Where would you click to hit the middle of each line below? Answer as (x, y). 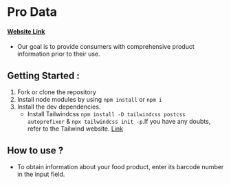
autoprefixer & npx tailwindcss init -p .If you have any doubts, (119, 122)
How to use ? (35, 150)
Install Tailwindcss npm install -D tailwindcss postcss (106, 114)
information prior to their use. (59, 54)
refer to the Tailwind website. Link (75, 129)
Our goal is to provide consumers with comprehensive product (106, 47)
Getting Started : (44, 75)
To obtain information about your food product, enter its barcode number (120, 167)
